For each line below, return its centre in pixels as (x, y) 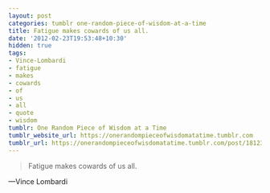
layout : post (30, 16)
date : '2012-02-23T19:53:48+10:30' (68, 38)
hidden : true (30, 46)
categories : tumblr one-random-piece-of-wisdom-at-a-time (107, 23)
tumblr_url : (28, 143)
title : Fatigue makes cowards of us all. (79, 31)
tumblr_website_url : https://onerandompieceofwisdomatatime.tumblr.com (131, 135)
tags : (17, 53)
